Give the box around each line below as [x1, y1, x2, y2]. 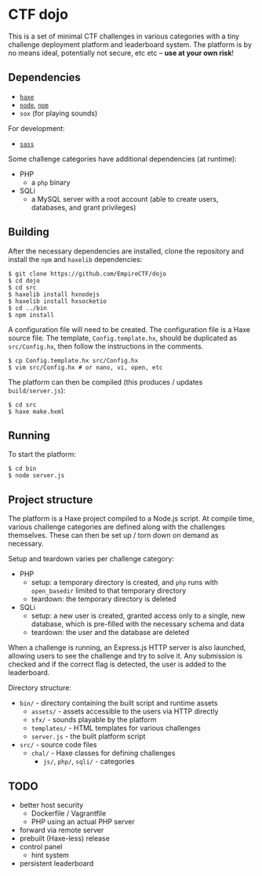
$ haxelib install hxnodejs [8, 290, 100, 298]
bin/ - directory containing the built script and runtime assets [19, 699, 218, 708]
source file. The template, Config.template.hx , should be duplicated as [8, 333, 238, 342]
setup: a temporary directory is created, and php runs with [31, 578, 218, 587]
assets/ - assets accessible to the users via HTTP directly [31, 706, 219, 716]
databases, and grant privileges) [31, 203, 136, 212]
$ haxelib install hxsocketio [8, 297, 107, 305]
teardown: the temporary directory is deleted [31, 594, 176, 604]
